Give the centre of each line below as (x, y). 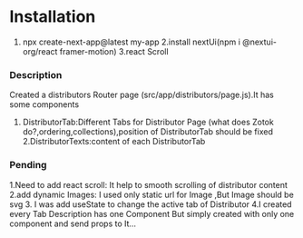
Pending (28, 165)
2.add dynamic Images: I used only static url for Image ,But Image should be (152, 194)
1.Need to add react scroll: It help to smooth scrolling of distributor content (148, 184)
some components (44, 104)
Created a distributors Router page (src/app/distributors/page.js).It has (142, 95)
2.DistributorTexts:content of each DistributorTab (114, 142)
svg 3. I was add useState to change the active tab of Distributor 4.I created (151, 204)
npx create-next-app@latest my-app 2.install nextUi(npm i (131, 42)
